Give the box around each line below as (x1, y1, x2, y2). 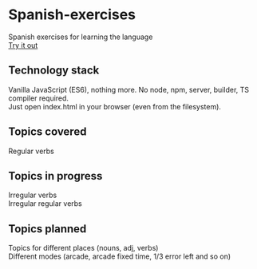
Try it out (8, 40, 38, 49)
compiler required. (8, 93, 69, 103)
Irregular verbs (8, 190, 57, 200)
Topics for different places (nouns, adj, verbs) (8, 243, 159, 253)
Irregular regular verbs (8, 199, 82, 208)
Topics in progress (8, 169, 103, 183)
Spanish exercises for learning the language (8, 32, 153, 42)
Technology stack (8, 64, 100, 77)
